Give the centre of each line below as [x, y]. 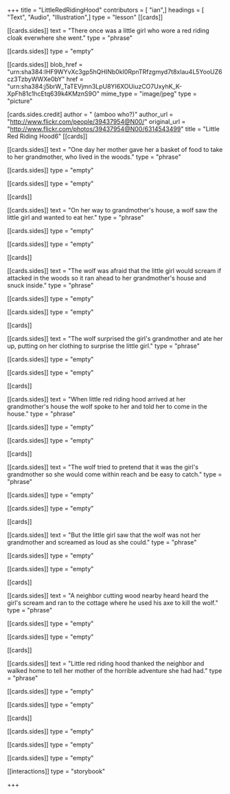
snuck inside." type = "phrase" [50, 285]
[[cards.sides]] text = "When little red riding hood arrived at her [96, 399]
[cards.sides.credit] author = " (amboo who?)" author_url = [90, 114]
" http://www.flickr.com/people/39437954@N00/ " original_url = [96, 122]
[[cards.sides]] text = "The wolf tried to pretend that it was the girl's [103, 467]
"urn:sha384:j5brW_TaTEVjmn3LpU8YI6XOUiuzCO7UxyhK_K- [94, 86]
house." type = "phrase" [41, 414]
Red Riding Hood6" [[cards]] [47, 136]
